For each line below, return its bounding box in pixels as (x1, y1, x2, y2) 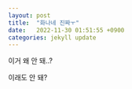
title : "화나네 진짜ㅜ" (8, 19, 80, 27)
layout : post (8, 11, 51, 20)
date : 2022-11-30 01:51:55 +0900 (8, 26, 125, 34)
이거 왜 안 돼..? (8, 56, 53, 65)
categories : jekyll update (8, 33, 97, 42)
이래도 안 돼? (8, 72, 48, 83)
